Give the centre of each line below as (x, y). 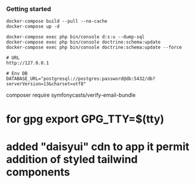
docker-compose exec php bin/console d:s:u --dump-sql (76, 37)
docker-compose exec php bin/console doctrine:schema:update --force (94, 47)
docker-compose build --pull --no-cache (57, 22)
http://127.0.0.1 (28, 63)
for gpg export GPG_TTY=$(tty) (85, 119)
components (38, 172)
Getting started (29, 9)
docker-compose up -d (33, 27)
